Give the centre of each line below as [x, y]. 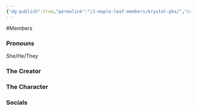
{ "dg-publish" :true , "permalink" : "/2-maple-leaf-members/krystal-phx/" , [95, 11]
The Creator [24, 71]
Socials [17, 102]
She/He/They [22, 56]
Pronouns [20, 43]
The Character [27, 86]
